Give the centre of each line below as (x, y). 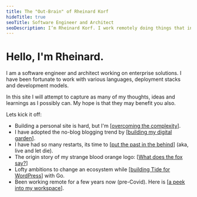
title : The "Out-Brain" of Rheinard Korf (57, 11)
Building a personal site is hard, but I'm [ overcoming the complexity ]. (98, 126)
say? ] (21, 163)
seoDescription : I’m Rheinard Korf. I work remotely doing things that (95, 28)
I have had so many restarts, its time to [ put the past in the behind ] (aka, (101, 145)
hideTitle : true (26, 17)
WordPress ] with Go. (40, 176)
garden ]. (25, 138)
